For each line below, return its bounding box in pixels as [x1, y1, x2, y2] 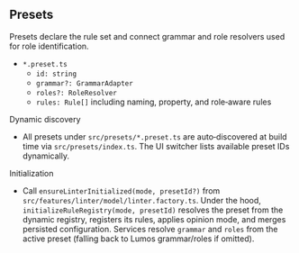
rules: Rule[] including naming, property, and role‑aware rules [35, 96, 272, 107]
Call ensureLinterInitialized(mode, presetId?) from [22, 185, 221, 196]
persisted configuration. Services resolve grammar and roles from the [22, 223, 278, 234]
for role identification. [9, 41, 89, 51]
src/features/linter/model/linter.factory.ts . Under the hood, [22, 194, 261, 205]
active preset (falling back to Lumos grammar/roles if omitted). [22, 233, 255, 244]
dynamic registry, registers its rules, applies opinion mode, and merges [22, 213, 286, 224]
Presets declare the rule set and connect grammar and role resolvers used [9, 31, 285, 41]
